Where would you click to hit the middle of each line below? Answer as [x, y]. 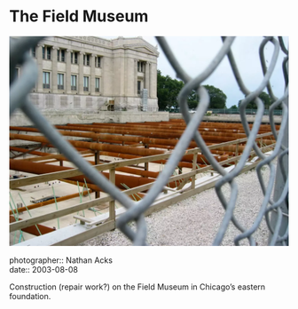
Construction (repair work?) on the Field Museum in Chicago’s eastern [137, 287]
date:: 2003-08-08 [43, 269]
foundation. [30, 296]
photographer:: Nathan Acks [61, 260]
